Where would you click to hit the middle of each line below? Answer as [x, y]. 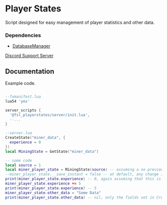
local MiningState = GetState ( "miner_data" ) [52, 151]
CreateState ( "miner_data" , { [35, 138]
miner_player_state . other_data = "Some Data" [53, 193]
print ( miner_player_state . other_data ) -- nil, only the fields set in [80, 197]
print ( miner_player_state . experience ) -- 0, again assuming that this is [83, 179]
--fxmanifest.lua [23, 97]
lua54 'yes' [17, 101]
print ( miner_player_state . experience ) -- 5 [51, 188]
